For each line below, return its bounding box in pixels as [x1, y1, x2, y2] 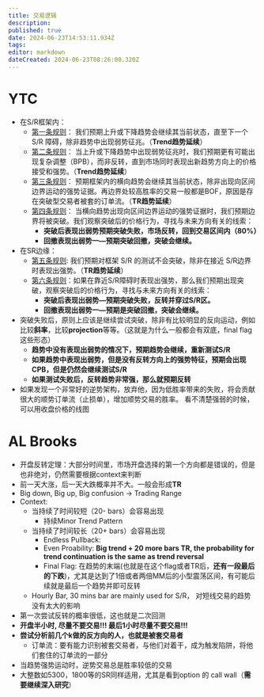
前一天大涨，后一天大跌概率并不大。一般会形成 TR [19, 479, 182, 489]
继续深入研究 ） [26, 680, 76, 689]
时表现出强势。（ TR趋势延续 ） [31, 265, 128, 275]
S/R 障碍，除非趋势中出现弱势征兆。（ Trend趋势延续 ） [31, 136, 207, 147]
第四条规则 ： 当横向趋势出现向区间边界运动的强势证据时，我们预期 [31, 206, 249, 215]
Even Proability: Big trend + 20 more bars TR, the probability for [43, 543, 255, 553]
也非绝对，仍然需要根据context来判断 [19, 469, 142, 479]
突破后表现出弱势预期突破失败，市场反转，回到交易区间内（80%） [43, 226, 261, 235]
